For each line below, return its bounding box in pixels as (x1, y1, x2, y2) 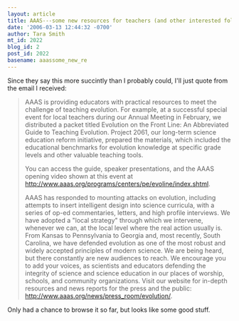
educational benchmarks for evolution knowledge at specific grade (24, 143, 222, 152)
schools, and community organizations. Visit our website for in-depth (24, 276, 228, 285)
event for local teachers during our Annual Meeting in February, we (24, 112, 222, 121)
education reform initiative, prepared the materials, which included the (24, 135, 231, 144)
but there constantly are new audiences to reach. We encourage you (24, 253, 226, 262)
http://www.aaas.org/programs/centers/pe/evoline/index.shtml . (24, 179, 211, 188)
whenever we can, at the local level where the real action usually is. (24, 223, 223, 232)
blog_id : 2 (7, 43, 40, 51)
